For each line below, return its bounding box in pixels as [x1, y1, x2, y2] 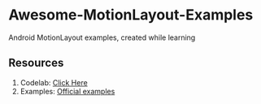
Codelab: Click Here [20, 77, 88, 87]
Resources [8, 56, 64, 70]
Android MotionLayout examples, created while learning [8, 32, 196, 42]
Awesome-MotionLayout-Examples [8, 6, 254, 24]
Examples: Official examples [20, 86, 115, 96]
